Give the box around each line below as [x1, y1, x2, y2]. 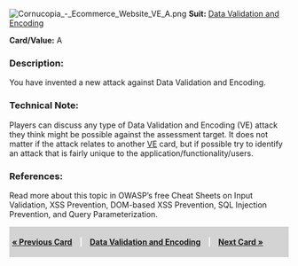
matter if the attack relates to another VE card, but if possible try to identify [9, 138, 284, 149]
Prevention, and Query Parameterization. [9, 208, 158, 219]
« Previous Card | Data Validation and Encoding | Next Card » [12, 236, 263, 247]
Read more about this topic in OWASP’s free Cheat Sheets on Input [9, 190, 254, 200]
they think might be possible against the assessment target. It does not [9, 129, 269, 139]
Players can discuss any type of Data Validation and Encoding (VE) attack [9, 120, 278, 130]
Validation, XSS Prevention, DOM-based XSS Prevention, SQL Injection [9, 199, 268, 210]
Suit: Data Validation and [188, 9, 279, 19]
